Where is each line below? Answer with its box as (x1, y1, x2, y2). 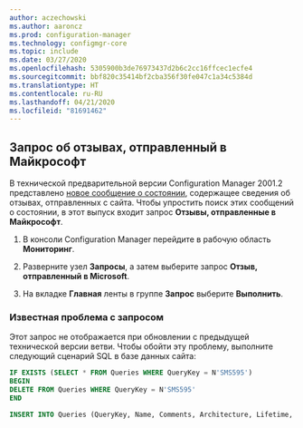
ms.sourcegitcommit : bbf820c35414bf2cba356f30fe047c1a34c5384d (9, 73, 253, 82)
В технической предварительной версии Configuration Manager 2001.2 (9, 178, 283, 189)
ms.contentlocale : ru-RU (9, 89, 103, 98)
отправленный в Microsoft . (22, 271, 129, 282)
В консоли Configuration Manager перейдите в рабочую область (22, 234, 271, 245)
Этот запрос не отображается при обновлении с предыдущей (9, 332, 251, 343)
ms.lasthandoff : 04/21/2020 (9, 97, 116, 107)
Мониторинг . (22, 244, 75, 255)
